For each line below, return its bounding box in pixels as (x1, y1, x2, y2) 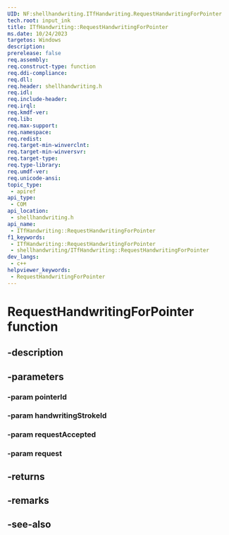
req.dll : (7, 76, 33, 83)
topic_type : (7, 181, 42, 188)
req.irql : (7, 102, 37, 110)
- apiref (10, 188, 37, 195)
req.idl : (7, 89, 33, 96)
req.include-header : (7, 96, 68, 103)
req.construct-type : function (7, 63, 97, 70)
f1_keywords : (7, 234, 46, 241)
